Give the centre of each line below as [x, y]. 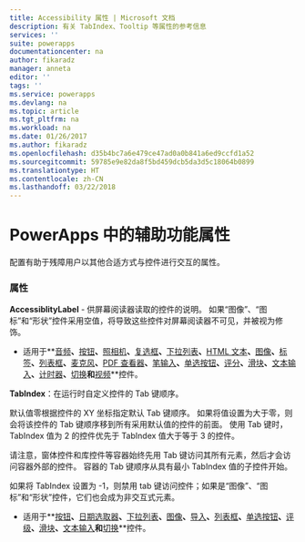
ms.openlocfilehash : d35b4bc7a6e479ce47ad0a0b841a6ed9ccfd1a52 [132, 153]
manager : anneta [40, 69]
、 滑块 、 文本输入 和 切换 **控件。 [91, 528]
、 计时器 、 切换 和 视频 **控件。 [86, 374]
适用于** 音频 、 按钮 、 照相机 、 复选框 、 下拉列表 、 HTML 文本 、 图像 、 [151, 352]
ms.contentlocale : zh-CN [56, 179]
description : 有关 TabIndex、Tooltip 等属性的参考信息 [108, 26]
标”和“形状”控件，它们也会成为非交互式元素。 [95, 497]
